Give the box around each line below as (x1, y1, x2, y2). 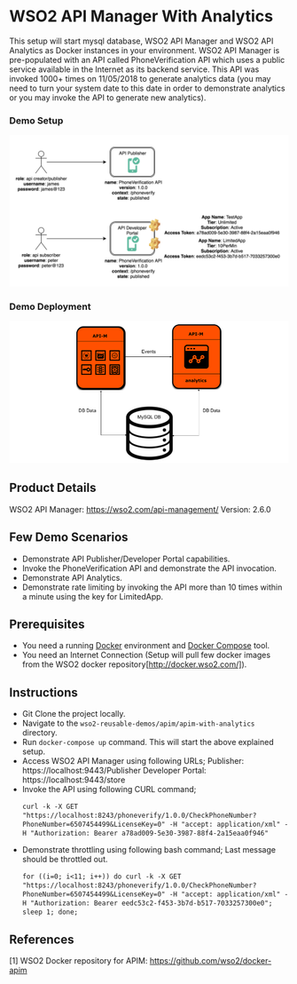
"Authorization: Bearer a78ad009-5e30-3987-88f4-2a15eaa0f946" (30, 829, 269, 838)
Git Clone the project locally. (21, 709, 126, 719)
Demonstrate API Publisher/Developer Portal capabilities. (21, 553, 231, 564)
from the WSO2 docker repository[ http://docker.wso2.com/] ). (21, 659, 247, 670)
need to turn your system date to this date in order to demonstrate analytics (9, 83, 285, 93)
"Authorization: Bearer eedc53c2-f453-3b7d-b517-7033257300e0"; (30, 899, 273, 908)
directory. (21, 727, 58, 738)
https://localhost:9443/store (21, 774, 126, 785)
